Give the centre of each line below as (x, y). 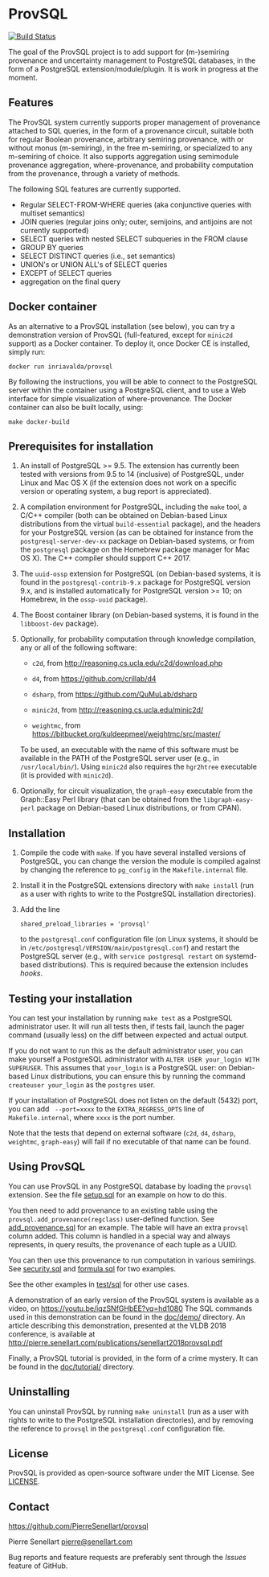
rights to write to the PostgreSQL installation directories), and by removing (131, 1419)
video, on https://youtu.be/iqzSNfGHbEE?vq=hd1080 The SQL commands (130, 1308)
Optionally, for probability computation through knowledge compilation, (138, 639)
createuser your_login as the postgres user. (82, 1085)
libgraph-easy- (229, 800)
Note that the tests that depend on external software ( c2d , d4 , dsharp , (122, 1133)
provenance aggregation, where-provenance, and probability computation (131, 165)
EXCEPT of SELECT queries (66, 273)
